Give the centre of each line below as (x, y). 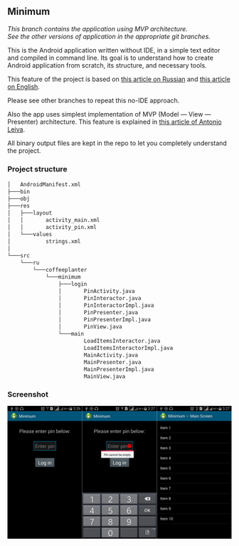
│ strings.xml (44, 242)
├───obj (19, 199)
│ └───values (30, 235)
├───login (73, 284)
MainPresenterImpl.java (119, 370)
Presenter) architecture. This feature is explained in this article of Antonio (115, 122)
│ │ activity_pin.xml (52, 227)
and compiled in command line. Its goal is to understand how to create (110, 58)
